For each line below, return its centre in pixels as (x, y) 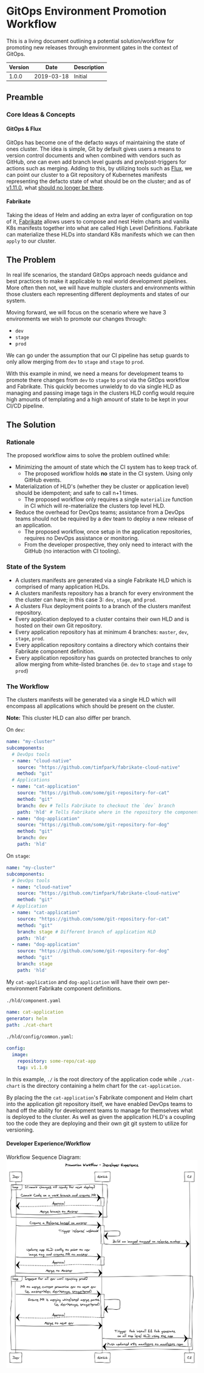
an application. (34, 525)
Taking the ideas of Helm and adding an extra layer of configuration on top (100, 215)
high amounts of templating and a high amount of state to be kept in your (97, 399)
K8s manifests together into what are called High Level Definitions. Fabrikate (102, 228)
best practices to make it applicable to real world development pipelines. (97, 281)
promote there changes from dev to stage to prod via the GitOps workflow (98, 380)
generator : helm (27, 1019)
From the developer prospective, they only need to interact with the (108, 545)
